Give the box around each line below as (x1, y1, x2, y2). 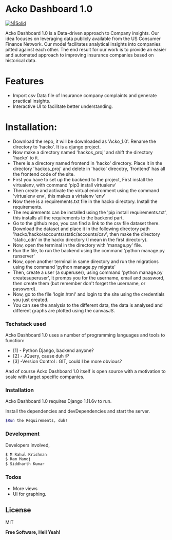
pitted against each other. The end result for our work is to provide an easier (5, 46, 167, 52)
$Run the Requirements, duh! (5, 418, 68, 423)
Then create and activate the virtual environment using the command (12, 187, 159, 193)
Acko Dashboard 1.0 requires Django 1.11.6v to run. (5, 398, 112, 404)
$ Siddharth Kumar (5, 461, 45, 467)
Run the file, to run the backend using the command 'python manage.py (12, 247, 165, 253)
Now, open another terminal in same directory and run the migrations (12, 258, 159, 265)
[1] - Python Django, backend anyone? (12, 347, 94, 353)
